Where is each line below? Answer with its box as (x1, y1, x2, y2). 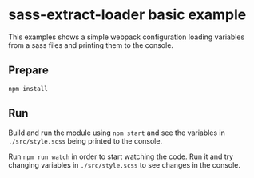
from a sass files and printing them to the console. (8, 40, 174, 49)
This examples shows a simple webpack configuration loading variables (8, 32, 245, 42)
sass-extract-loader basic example (8, 6, 247, 24)
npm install (8, 85, 48, 93)
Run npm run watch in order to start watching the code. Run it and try (8, 152, 234, 161)
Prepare (8, 64, 50, 77)
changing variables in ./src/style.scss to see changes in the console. (8, 160, 241, 169)
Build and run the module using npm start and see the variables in (8, 128, 226, 137)
